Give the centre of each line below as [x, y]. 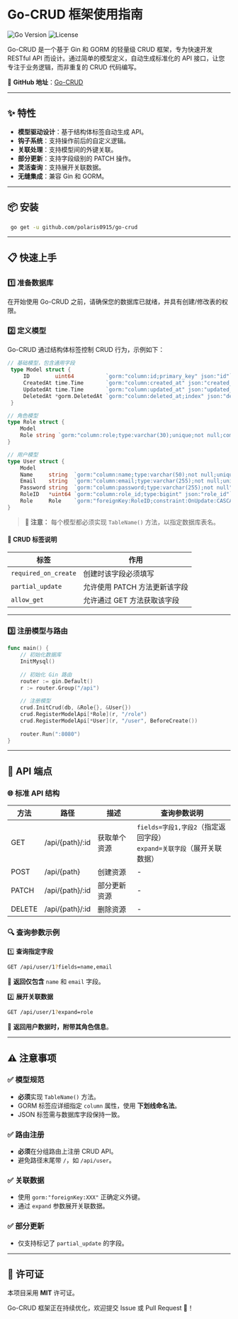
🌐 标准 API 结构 [34, 793]
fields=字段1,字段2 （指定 [178, 827]
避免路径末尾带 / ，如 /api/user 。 [66, 1160]
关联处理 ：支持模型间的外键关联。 [67, 149]
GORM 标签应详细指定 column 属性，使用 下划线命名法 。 [99, 1105]
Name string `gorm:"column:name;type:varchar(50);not [109, 475]
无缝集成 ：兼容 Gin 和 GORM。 [63, 176]
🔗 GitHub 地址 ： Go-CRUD [45, 82]
